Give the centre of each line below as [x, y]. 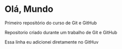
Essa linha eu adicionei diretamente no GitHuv [52, 42]
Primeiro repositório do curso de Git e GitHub [51, 23]
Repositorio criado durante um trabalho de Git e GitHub [61, 32]
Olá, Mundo [29, 9]
